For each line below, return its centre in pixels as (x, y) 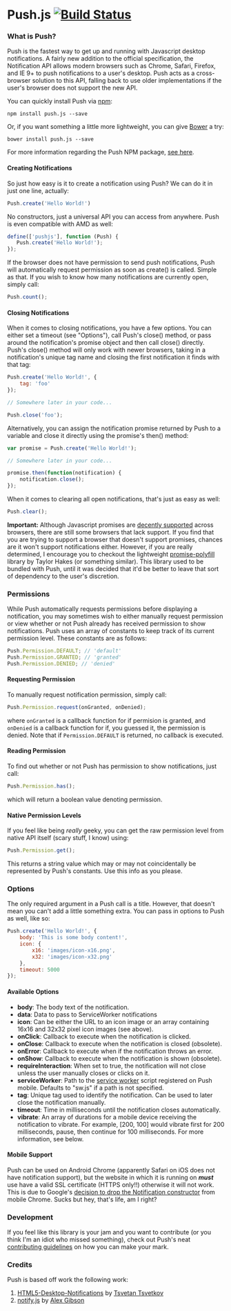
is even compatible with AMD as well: (60, 223)
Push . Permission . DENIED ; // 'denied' (61, 663)
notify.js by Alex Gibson (51, 1301)
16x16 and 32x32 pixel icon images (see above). (85, 1029)
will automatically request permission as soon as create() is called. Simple (112, 270)
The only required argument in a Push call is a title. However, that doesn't (111, 904)
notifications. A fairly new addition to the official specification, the (100, 59)
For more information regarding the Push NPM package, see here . (101, 152)
